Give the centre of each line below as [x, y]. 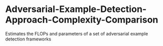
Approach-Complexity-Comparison [82, 20]
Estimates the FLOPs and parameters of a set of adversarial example [77, 33]
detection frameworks [28, 39]
